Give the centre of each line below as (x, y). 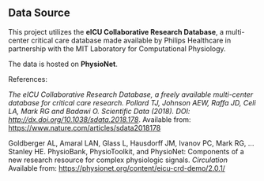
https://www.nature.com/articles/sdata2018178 (85, 127)
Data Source (39, 13)
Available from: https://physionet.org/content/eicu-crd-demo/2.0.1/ (117, 168)
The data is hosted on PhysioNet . (63, 64)
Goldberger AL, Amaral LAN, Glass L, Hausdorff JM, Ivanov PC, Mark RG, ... (131, 143)
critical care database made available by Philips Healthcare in (131, 40)
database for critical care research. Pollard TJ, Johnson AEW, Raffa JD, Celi (132, 102)
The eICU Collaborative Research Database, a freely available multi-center (131, 94)
